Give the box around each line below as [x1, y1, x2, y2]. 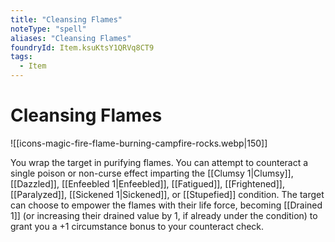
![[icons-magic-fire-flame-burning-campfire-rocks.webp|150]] [10, 137, 268, 149]
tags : [10, 52, 33, 62]
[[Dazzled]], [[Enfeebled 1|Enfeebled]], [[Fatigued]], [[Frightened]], [10, 177, 285, 190]
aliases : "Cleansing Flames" [10, 33, 132, 43]
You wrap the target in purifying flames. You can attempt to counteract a [10, 156, 309, 168]
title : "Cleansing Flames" [10, 14, 123, 25]
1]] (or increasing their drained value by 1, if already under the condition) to [10, 209, 318, 221]
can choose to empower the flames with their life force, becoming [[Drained [10, 199, 323, 211]
